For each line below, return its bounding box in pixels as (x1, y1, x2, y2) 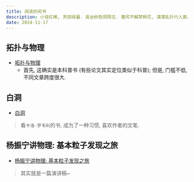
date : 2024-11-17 (6, 19, 49, 25)
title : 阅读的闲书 (6, 8, 47, 15)
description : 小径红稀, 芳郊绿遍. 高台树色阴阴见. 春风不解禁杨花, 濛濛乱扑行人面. (6, 14, 190, 20)
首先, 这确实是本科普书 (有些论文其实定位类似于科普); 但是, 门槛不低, (23, 67, 188, 74)
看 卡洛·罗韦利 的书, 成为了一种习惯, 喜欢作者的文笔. (20, 122, 140, 129)
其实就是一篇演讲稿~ (20, 169, 71, 176)
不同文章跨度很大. (23, 74, 66, 81)
